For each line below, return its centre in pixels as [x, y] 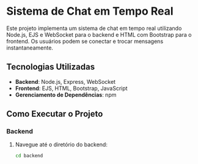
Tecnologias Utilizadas [51, 67]
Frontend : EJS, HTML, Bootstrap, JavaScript [71, 88]
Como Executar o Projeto [55, 114]
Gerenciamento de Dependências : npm [66, 95]
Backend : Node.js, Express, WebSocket [65, 81]
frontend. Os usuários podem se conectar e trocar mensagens [85, 41]
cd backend [29, 156]
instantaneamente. [30, 48]
